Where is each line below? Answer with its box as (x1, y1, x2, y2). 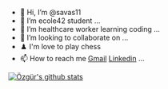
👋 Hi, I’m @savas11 (19, 8, 82, 17)
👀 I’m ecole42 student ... (19, 16, 101, 25)
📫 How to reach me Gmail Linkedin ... (19, 54, 145, 63)
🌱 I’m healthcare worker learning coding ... (19, 25, 160, 33)
